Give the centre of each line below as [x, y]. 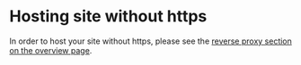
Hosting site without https [108, 16]
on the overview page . [51, 50]
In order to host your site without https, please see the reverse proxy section [150, 41]
